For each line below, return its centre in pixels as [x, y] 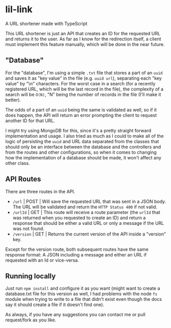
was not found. [28, 228]
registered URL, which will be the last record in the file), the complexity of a [84, 89]
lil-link [19, 9]
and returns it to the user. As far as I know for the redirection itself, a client [83, 39]
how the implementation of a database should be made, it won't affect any [83, 157]
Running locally [31, 276]
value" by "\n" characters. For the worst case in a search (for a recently [80, 83]
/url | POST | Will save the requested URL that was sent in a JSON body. [89, 201]
